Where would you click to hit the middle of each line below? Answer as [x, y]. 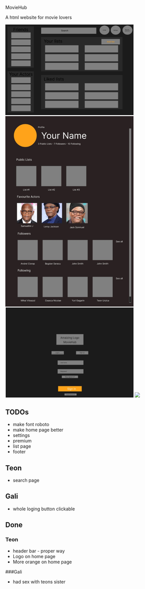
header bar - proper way [39, 551]
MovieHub [16, 7]
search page [26, 481]
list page [22, 446]
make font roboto [31, 425]
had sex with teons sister [39, 582]
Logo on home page [34, 556]
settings [21, 435]
